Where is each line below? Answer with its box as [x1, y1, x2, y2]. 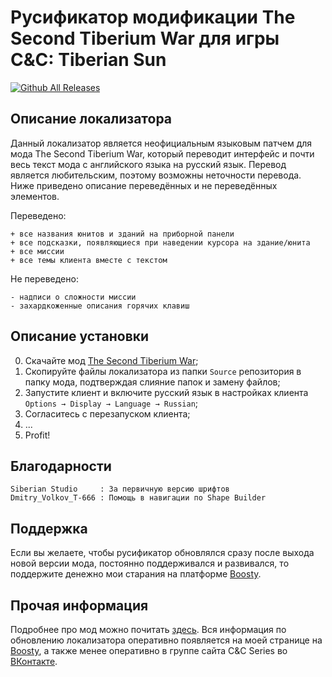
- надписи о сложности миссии [10, 292, 137, 302]
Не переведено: [10, 272, 79, 285]
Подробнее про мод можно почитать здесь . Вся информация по [10, 624, 287, 635]
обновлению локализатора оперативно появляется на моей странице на [10, 634, 323, 646]
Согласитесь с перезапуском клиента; [24, 407, 191, 420]
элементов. [10, 190, 60, 202]
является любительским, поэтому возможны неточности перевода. [10, 169, 302, 181]
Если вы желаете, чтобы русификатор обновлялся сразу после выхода [10, 547, 315, 559]
